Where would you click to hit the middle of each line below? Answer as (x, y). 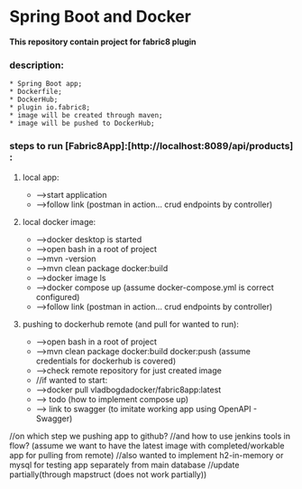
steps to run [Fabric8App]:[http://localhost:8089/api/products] (151, 146)
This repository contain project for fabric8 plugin (103, 42)
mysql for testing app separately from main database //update (124, 465)
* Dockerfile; (36, 92)
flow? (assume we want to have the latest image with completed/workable (147, 446)
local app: (41, 177)
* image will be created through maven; (87, 116)
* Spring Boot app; (46, 84)
